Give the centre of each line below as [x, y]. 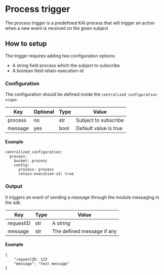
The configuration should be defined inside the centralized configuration [81, 94]
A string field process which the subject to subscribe [66, 65]
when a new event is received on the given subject [57, 28]
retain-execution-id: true [46, 174]
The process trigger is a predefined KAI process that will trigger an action [80, 23]
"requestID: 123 [31, 259]
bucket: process [31, 161]
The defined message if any [84, 231]
